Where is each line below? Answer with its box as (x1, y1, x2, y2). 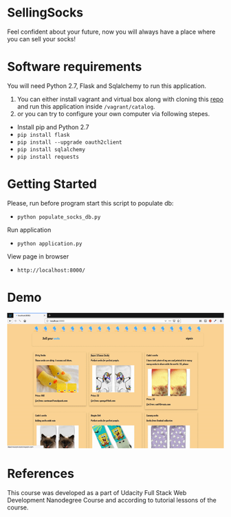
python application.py (16, 240, 82, 247)
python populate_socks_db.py (16, 213, 101, 221)
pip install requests (16, 153, 79, 160)
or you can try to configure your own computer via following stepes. (16, 109, 210, 118)
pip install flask (16, 131, 70, 138)
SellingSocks (7, 5, 84, 21)
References (7, 465, 74, 481)
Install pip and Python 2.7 (16, 122, 89, 131)
